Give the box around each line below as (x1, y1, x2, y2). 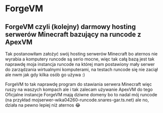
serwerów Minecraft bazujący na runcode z (5, 30, 141, 38)
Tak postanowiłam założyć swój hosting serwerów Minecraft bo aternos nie (5, 51, 158, 56)
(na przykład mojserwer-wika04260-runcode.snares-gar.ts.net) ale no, (5, 97, 149, 103)
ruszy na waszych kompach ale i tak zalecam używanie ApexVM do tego (5, 86, 153, 92)
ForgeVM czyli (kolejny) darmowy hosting (5, 23, 136, 31)
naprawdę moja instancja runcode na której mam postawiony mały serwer (5, 61, 155, 67)
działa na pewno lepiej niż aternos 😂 (5, 102, 81, 108)
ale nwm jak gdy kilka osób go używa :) (5, 72, 85, 78)
